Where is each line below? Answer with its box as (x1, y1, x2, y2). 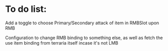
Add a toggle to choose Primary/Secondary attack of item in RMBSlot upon (5, 20, 159, 26)
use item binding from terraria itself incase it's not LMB (5, 40, 118, 46)
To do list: (5, 3, 47, 15)
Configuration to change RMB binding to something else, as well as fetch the (5, 35, 163, 41)
